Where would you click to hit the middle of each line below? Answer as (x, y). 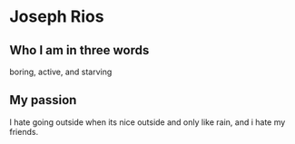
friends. (24, 131)
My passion (43, 100)
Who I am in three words (79, 50)
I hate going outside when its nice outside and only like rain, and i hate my (147, 122)
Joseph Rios (57, 17)
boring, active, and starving (61, 72)
